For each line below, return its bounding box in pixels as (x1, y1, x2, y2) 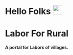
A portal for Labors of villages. (5, 44, 69, 50)
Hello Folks (5, 6, 51, 17)
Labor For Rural (5, 28, 69, 39)
